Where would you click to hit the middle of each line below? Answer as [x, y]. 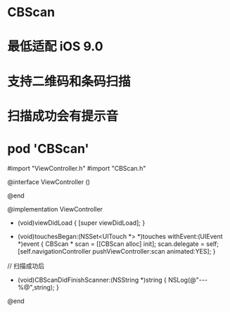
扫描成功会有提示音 [63, 116]
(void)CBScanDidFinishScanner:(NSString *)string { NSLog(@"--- [112, 280]
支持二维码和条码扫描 [69, 81]
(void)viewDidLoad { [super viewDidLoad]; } [81, 223]
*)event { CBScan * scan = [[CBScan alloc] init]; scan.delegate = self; [118, 244]
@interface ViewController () [49, 182]
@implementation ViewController [55, 209]
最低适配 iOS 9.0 [55, 47]
